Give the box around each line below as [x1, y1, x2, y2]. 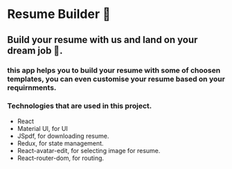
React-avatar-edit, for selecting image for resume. [17, 146, 161, 154]
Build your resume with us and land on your [7, 34, 198, 46]
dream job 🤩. [7, 44, 63, 56]
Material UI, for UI [17, 124, 68, 132]
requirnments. [7, 82, 57, 92]
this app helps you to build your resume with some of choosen [7, 65, 221, 75]
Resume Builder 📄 [7, 6, 111, 22]
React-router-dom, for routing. [17, 154, 105, 162]
